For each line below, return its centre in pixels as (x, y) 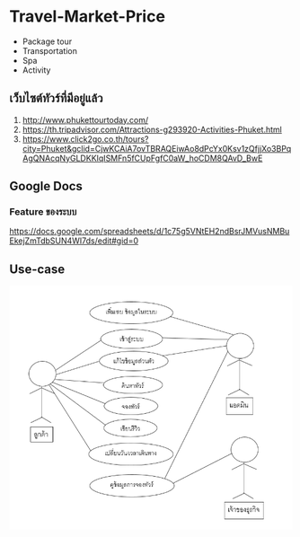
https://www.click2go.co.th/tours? (85, 139)
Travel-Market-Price (88, 17)
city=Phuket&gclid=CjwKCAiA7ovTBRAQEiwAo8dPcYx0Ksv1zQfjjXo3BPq (157, 148)
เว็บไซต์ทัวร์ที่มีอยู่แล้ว (56, 98)
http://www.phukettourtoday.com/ (85, 119)
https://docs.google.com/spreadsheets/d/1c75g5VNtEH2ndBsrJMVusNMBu (150, 232)
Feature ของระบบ (43, 212)
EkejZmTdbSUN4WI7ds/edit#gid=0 (74, 241)
